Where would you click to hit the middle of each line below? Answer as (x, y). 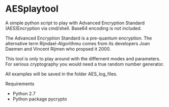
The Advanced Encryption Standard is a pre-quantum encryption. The (79, 38)
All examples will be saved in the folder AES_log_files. (62, 74)
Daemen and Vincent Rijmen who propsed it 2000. (58, 49)
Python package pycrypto (40, 99)
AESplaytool (32, 9)
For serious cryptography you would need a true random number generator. (85, 64)
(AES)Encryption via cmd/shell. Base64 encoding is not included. (74, 28)
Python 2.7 (24, 93)
